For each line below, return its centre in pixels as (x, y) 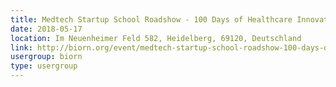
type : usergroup (44, 66)
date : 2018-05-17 (46, 29)
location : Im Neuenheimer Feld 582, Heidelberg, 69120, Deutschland (156, 38)
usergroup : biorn (46, 57)
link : (21, 47)
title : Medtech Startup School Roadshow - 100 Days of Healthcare (151, 19)
